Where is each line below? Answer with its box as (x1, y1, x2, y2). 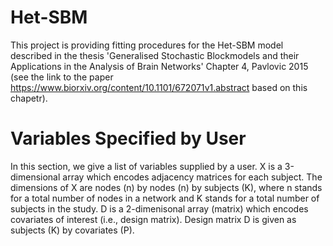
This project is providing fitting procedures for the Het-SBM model (10, 39, 284, 51)
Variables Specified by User (10, 127, 247, 150)
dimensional (10, 171, 61, 183)
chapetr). (10, 92, 48, 104)
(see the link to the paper (10, 71, 114, 83)
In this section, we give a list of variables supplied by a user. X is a (10, 160, 283, 172)
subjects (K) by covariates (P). (10, 224, 135, 236)
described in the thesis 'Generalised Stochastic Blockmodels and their (10, 49, 300, 61)
